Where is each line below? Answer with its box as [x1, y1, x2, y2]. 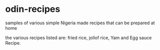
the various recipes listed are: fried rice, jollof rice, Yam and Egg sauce [5, 35, 152, 41]
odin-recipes [5, 3, 60, 15]
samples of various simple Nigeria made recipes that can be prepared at [5, 20, 155, 26]
